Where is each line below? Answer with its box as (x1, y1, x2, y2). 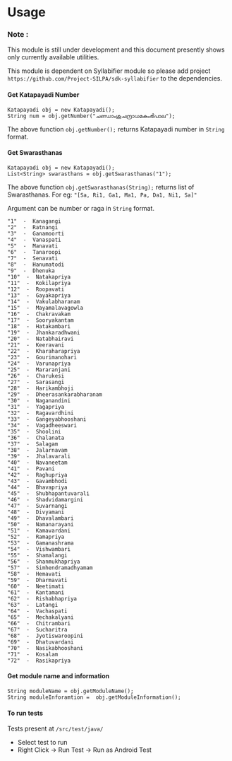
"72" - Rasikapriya (7, 657, 71, 664)
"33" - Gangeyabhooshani (7, 415, 87, 423)
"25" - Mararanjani (7, 366, 71, 373)
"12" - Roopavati (7, 286, 65, 293)
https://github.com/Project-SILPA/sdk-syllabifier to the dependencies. (7, 74, 223, 83)
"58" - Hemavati (7, 570, 61, 577)
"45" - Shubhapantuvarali (7, 489, 90, 497)
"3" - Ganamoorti (7, 230, 65, 237)
